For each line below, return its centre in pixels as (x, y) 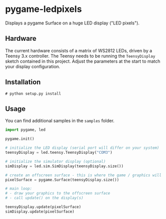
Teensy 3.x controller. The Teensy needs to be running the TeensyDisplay (80, 56)
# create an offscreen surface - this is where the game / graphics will (83, 175)
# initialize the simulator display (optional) (56, 161)
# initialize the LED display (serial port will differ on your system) (82, 148)
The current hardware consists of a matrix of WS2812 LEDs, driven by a (79, 50)
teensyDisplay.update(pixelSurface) (43, 207)
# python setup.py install (33, 94)
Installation (23, 82)
